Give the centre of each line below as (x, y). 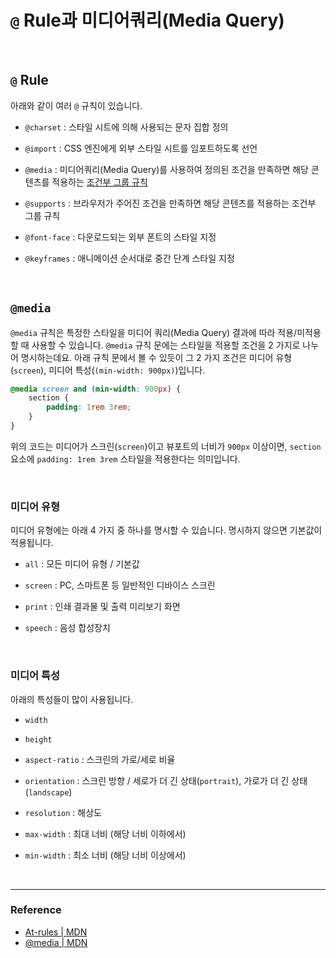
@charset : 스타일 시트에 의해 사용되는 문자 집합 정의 (126, 127)
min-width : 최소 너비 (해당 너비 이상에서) (105, 855)
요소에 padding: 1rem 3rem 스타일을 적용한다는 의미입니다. (125, 458)
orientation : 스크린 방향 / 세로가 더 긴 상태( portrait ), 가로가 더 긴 (157, 780)
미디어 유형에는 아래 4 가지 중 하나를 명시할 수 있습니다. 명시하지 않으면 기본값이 (166, 530)
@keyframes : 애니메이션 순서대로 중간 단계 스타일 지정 (129, 258)
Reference (36, 910)
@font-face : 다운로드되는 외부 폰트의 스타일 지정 (120, 237)
